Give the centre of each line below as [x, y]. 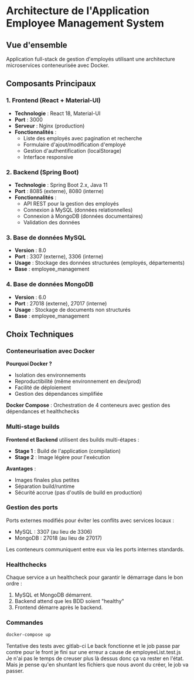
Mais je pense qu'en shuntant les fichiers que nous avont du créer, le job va [97, 665]
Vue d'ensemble [37, 45]
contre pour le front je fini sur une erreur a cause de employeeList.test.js [93, 652]
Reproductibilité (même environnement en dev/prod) [78, 381]
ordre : [14, 584]
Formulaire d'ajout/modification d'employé [74, 144]
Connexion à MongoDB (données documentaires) [83, 216]
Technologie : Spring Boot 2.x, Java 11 [61, 185]
